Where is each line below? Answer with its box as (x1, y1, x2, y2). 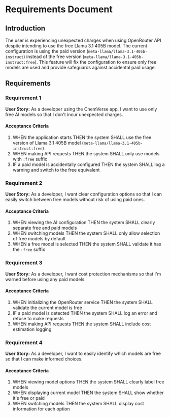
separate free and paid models (12, 225, 77, 231)
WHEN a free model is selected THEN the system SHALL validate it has (12, 241, 161, 247)
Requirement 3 (5, 259, 43, 266)
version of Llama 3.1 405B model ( (12, 140, 84, 146)
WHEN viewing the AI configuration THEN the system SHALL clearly (12, 219, 155, 226)
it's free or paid (12, 395, 45, 401)
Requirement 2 (5, 179, 43, 186)
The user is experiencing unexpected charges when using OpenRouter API (5, 37, 161, 43)
